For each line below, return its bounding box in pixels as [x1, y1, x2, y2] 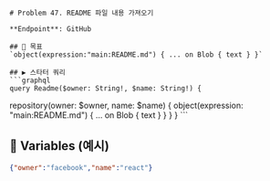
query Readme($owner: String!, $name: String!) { [9, 84, 202, 93]
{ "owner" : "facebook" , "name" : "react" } [9, 163, 153, 172]
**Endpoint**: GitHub [9, 25, 92, 34]
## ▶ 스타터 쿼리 [9, 68, 66, 77]
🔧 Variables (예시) [9, 138, 109, 154]
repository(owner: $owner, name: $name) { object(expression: [9, 100, 244, 111]
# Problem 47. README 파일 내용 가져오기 [9, 8, 154, 17]
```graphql [9, 76, 51, 85]
